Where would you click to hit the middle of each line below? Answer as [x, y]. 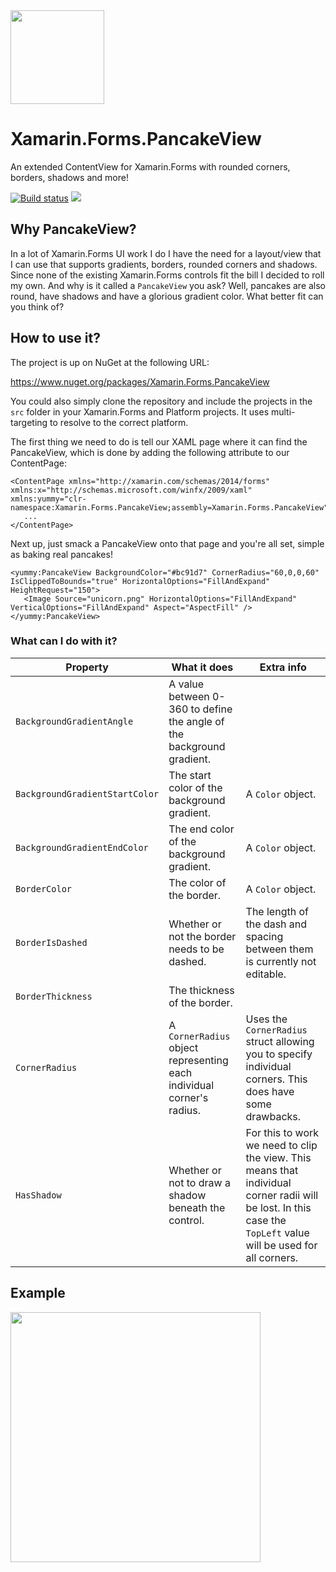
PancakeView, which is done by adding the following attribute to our [150, 452]
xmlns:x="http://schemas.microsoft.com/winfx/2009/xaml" [131, 490]
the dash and [276, 924]
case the [266, 1220]
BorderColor [44, 888]
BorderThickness [54, 996]
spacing [264, 936]
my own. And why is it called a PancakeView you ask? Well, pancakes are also [168, 285]
